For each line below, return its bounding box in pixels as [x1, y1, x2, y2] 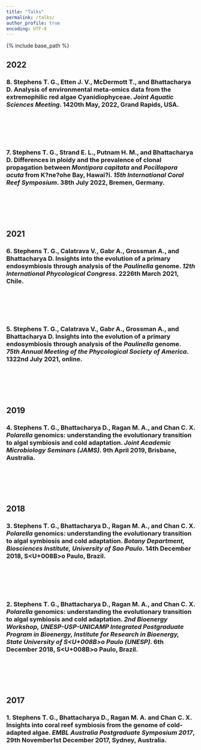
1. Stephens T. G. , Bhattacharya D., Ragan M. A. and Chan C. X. [6, 713, 192, 722]
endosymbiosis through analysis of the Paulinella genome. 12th [6, 261, 196, 270]
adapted [6, 728, 31, 737]
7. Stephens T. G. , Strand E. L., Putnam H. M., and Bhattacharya [6, 148, 194, 157]
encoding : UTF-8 [6, 25, 47, 32]
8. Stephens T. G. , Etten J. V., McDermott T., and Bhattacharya [6, 78, 191, 86]
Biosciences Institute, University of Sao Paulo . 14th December [6, 545, 191, 553]
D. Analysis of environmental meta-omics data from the [6, 85, 172, 93]
